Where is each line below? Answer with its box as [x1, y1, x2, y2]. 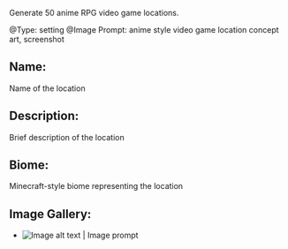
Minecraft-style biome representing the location [9, 181, 184, 192]
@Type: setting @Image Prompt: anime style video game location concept [9, 25, 280, 34]
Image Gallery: [9, 207, 92, 222]
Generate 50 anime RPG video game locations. [9, 8, 179, 18]
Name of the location [9, 83, 86, 94]
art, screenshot [9, 34, 64, 44]
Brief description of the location [9, 132, 125, 142]
